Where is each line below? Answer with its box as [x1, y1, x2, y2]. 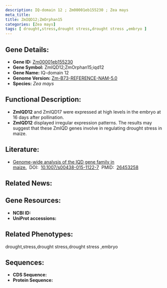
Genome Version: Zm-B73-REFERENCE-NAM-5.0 [12, 75, 118, 81]
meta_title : [5, 12, 31, 17]
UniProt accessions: [12, 215, 57, 221]
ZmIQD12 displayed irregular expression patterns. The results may [12, 119, 152, 125]
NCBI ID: [12, 210, 32, 216]
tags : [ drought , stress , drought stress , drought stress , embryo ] [5, 27, 147, 32]
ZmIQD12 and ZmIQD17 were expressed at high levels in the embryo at [12, 109, 161, 115]
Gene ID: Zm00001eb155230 [12, 59, 73, 65]
